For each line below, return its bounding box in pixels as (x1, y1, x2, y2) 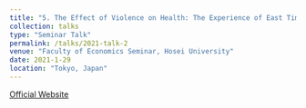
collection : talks (9, 22, 79, 31)
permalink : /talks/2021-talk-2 (9, 38, 128, 48)
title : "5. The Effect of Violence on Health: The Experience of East (9, 13, 283, 23)
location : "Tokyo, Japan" (9, 64, 107, 74)
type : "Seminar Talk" (9, 30, 92, 39)
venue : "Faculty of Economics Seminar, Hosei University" (9, 47, 234, 56)
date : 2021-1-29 (9, 55, 71, 64)
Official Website (9, 88, 69, 100)
